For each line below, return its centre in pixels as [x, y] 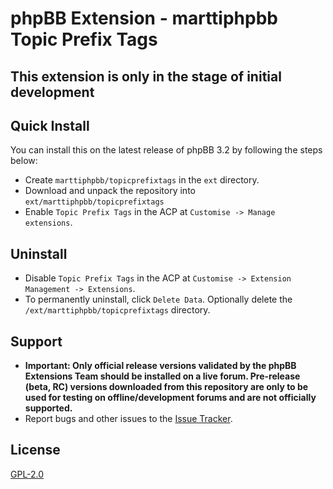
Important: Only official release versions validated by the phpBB [160, 366]
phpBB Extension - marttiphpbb [144, 18]
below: [24, 161]
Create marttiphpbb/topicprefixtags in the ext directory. [142, 180]
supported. [48, 408]
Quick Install [50, 125]
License [35, 450]
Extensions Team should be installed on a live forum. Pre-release [162, 376]
